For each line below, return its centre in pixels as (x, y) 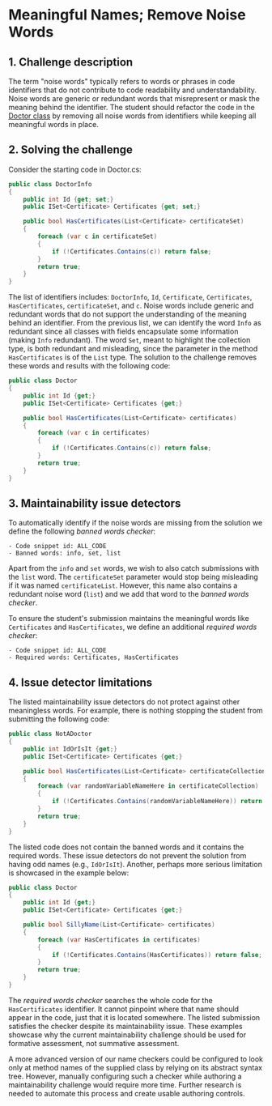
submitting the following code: (59, 719)
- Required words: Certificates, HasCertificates (94, 657)
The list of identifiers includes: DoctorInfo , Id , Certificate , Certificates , (130, 297)
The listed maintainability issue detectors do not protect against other (124, 702)
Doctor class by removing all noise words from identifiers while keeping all (132, 116)
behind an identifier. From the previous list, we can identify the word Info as (135, 323)
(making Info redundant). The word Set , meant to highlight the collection (130, 340)
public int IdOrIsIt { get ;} (70, 749)
